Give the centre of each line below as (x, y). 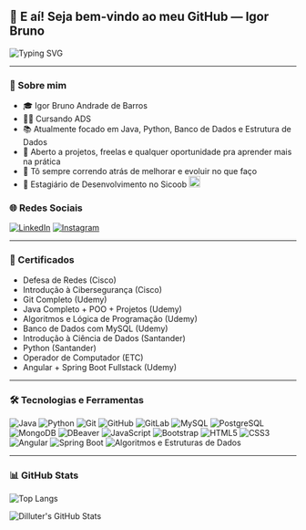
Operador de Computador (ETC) (83, 358)
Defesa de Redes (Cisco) (69, 280)
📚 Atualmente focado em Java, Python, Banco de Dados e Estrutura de (157, 130)
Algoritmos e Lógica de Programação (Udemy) (110, 318)
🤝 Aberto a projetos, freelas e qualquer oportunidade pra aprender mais (157, 152)
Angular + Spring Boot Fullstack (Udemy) (100, 367)
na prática (41, 161)
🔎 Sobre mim (38, 85)
